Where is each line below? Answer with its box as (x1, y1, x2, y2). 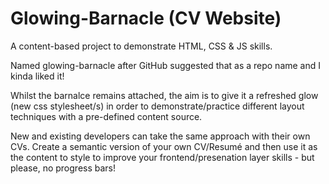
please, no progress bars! (10, 162, 117, 174)
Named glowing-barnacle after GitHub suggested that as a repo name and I (10, 59, 322, 71)
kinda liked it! (10, 70, 65, 82)
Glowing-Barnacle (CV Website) (10, 7, 282, 30)
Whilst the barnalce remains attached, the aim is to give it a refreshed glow (10, 89, 319, 101)
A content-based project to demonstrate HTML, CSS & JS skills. (10, 40, 273, 52)
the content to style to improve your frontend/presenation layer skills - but (10, 151, 315, 163)
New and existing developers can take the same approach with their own (10, 130, 311, 142)
